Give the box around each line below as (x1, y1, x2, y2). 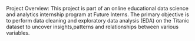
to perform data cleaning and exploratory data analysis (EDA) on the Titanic (6, 17, 190, 24)
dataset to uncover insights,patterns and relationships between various (6, 23, 179, 30)
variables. (6, 29, 30, 36)
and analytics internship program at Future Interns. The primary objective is (6, 11, 190, 18)
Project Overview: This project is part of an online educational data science (6, 5, 189, 12)
